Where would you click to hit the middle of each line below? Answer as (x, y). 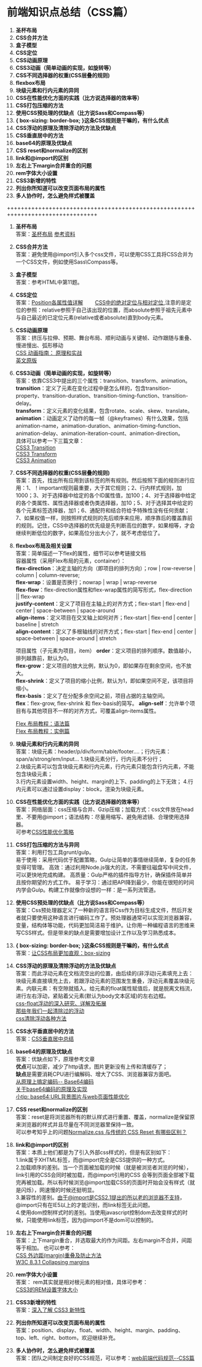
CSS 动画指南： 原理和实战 (49, 353)
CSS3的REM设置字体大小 (47, 1289)
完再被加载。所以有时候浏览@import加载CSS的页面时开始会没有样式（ (103, 1182)
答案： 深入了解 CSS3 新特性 (50, 1310)
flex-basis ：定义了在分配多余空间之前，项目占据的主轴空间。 (92, 696)
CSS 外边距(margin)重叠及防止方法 (58, 1255)
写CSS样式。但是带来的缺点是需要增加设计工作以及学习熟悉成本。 (97, 933)
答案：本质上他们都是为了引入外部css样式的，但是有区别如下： (93, 1152)
